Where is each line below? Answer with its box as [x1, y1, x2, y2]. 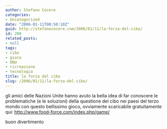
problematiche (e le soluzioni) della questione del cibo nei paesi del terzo [5, 98, 159, 104]
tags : [5, 45, 17, 50]
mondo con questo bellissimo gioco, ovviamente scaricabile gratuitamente [5, 103, 162, 110]
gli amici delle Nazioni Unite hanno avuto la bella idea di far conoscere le [5, 92, 158, 98]
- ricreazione [5, 64, 36, 69]
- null [5, 41, 19, 46]
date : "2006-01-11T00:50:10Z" [5, 21, 70, 27]
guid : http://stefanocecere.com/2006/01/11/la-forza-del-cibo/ [5, 27, 143, 32]
